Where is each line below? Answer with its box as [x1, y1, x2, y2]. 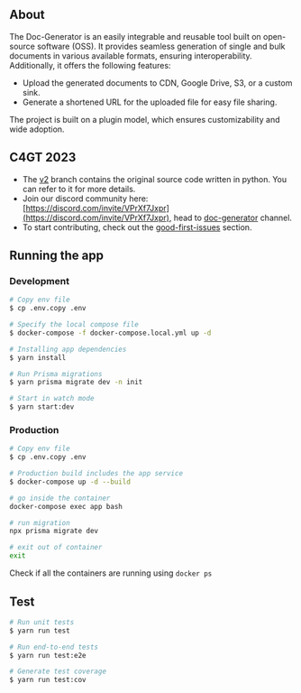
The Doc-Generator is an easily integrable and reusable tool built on [9, 31, 261, 42]
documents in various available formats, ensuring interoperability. [9, 50, 252, 61]
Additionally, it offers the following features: [9, 60, 171, 70]
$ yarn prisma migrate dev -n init [9, 378, 143, 387]
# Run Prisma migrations [9, 369, 103, 378]
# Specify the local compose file [9, 320, 140, 329]
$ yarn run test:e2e [9, 651, 87, 660]
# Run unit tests [9, 617, 75, 626]
